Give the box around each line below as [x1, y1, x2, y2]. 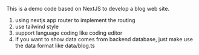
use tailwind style [15, 23, 59, 30]
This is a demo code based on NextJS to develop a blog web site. [6, 5, 170, 12]
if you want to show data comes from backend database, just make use [15, 36, 194, 42]
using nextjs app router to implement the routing [15, 17, 135, 23]
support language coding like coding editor [15, 29, 123, 36]
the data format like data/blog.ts [15, 42, 95, 49]
